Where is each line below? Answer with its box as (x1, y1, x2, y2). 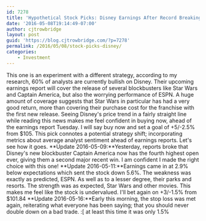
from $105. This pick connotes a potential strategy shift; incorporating (6, 130, 183, 137)
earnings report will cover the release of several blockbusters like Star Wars (6, 84, 198, 92)
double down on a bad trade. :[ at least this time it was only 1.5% (6, 208, 170, 215)
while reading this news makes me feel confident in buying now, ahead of (6, 117, 192, 124)
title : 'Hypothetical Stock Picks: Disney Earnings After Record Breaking (6, 15, 202, 21)
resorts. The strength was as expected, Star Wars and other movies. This (6, 182, 191, 189)
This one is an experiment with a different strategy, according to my (6, 71, 178, 78)
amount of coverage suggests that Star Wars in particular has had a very (6, 97, 190, 105)
